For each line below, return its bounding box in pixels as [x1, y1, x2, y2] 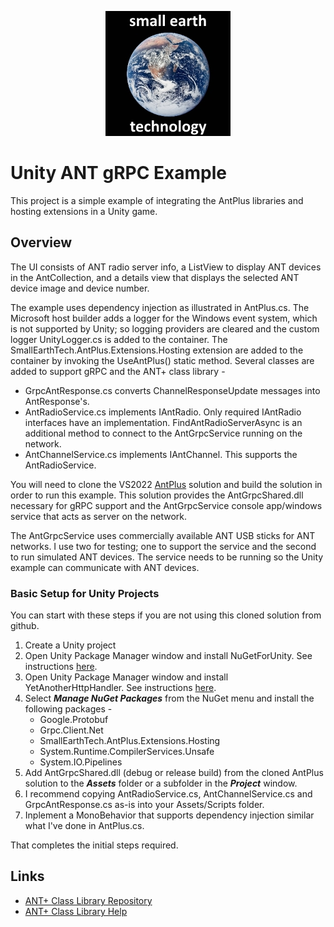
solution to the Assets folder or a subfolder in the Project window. [24, 777, 298, 790]
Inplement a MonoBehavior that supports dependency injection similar [24, 809, 315, 821]
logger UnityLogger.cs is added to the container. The [10, 333, 228, 345]
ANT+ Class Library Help [24, 905, 128, 917]
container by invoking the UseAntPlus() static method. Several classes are [10, 354, 315, 366]
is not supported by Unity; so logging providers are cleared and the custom [10, 322, 320, 335]
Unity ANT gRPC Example [10, 162, 227, 185]
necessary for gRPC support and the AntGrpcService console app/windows [10, 499, 323, 511]
